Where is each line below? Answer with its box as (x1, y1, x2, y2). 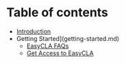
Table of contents (6, 5, 109, 20)
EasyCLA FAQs (26, 42, 69, 50)
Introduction (16, 27, 51, 35)
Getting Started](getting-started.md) (16, 34, 120, 42)
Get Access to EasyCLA (26, 49, 94, 57)
